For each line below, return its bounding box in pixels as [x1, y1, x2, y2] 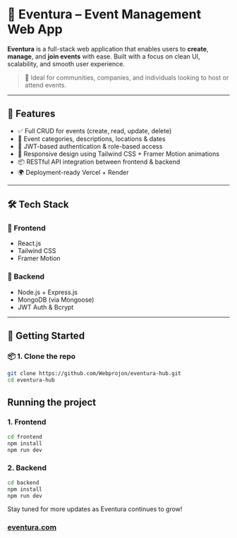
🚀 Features [7, 108, 56, 120]
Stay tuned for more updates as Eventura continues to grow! [7, 505, 183, 513]
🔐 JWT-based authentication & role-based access [17, 142, 163, 150]
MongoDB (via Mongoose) [17, 295, 95, 304]
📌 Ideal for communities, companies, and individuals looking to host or [24, 73, 229, 82]
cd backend [7, 479, 39, 486]
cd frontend [7, 433, 42, 440]
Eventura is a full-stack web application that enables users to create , [7, 44, 209, 53]
